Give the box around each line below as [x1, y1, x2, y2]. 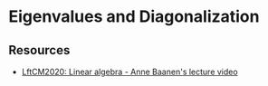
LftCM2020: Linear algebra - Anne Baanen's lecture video [21, 66, 238, 77]
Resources [8, 43, 71, 58]
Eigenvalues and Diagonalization [8, 6, 260, 27]
